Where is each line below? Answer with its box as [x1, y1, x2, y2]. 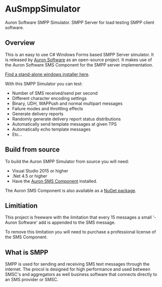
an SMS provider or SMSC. [5, 277, 59, 283]
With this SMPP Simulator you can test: [5, 81, 83, 86]
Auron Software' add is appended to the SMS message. [5, 219, 116, 225]
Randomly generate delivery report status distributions [12, 116, 121, 122]
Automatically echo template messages [12, 126, 91, 132]
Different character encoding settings [12, 95, 87, 101]
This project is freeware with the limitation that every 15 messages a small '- [5, 215, 156, 220]
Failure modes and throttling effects [12, 105, 83, 111]
